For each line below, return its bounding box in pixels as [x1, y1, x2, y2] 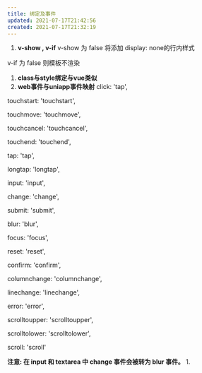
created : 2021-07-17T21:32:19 [7, 23, 97, 30]
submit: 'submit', [7, 206, 56, 215]
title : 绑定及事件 [7, 10, 57, 18]
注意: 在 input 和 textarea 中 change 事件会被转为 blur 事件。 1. [7, 357, 191, 366]
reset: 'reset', [7, 247, 46, 256]
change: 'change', [7, 192, 60, 201]
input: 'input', [7, 179, 46, 187]
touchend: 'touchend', [7, 138, 72, 146]
